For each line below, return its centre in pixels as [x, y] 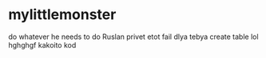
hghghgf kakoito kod [42, 44]
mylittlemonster [62, 15]
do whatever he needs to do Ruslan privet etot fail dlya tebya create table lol [133, 37]
